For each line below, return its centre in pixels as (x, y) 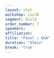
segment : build (21, 19)
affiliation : (19, 33)
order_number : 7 (22, 24)
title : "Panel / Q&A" (28, 38)
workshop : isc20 (22, 15)
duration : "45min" (24, 43)
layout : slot (19, 10)
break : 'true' (20, 47)
